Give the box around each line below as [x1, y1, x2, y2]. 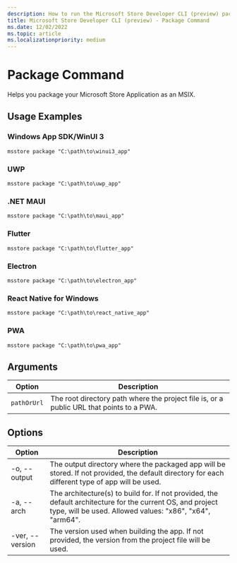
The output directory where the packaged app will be [49, 459, 226, 469]
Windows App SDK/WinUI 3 [7, 132, 104, 142]
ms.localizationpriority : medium [7, 37, 106, 44]
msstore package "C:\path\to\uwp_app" [7, 181, 121, 188]
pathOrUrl [11, 399, 44, 407]
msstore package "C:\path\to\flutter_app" [7, 245, 134, 252]
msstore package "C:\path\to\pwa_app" [7, 341, 121, 349]
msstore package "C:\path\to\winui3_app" [7, 147, 131, 155]
